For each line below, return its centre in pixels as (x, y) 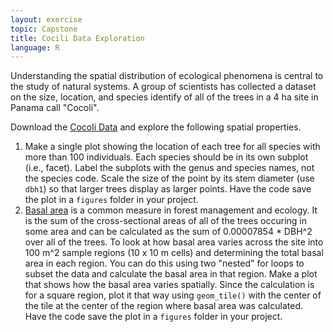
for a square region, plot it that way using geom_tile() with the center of (173, 295)
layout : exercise (46, 19)
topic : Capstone (44, 29)
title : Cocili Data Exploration (77, 38)
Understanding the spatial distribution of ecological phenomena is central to (167, 76)
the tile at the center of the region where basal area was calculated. (164, 306)
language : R (35, 47)
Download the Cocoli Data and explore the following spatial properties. (156, 127)
